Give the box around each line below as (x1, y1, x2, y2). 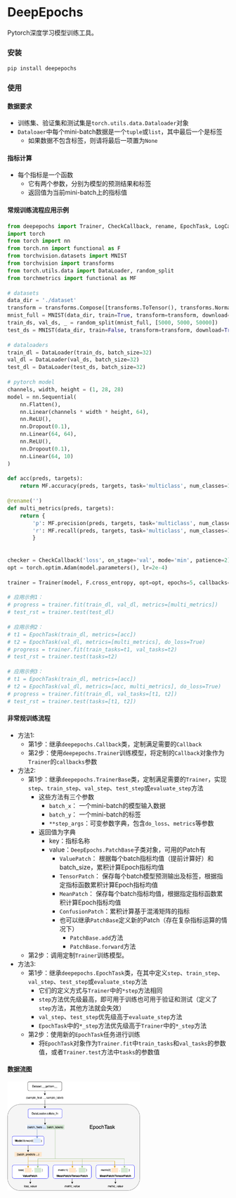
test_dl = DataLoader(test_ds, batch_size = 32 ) (7, 364, 146, 371)
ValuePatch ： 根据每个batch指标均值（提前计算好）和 (59, 854, 214, 862)
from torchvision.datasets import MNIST (7, 253, 128, 260)
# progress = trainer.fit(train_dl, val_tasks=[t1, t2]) (7, 691, 178, 698)
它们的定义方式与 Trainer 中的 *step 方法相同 (38, 986, 163, 995)
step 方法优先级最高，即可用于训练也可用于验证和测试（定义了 (38, 995, 218, 1003)
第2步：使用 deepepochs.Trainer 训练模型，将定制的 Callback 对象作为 (27, 748, 225, 757)
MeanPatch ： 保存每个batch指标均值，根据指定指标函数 (59, 889, 217, 897)
